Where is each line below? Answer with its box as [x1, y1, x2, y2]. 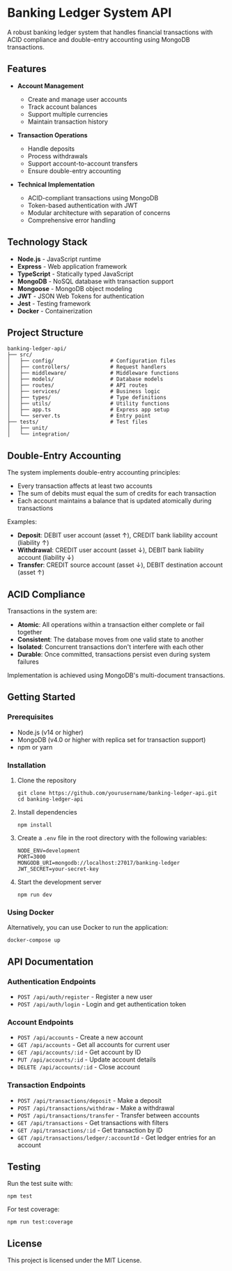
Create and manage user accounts [27, 95, 127, 103]
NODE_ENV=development [17, 847, 80, 854]
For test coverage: [7, 1205, 60, 1214]
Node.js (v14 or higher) [17, 728, 84, 736]
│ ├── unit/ [7, 424, 49, 432]
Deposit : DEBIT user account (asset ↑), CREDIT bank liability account [17, 531, 218, 540]
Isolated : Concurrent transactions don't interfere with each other [17, 643, 204, 651]
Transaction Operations [17, 131, 88, 139]
